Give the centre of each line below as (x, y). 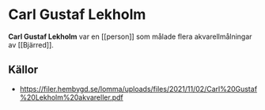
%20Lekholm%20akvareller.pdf (72, 97)
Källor (23, 70)
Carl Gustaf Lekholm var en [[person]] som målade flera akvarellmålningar (130, 36)
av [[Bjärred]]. (31, 44)
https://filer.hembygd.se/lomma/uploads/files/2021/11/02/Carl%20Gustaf (138, 89)
